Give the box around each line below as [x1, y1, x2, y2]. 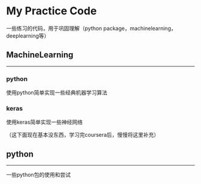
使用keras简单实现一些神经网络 [6, 118, 83, 126]
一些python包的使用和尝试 [6, 171, 71, 179]
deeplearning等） [6, 32, 50, 39]
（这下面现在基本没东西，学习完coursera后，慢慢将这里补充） [6, 131, 160, 139]
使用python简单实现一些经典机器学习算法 [6, 89, 108, 96]
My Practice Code [6, 4, 97, 18]
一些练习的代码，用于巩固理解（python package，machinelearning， [6, 24, 176, 32]
